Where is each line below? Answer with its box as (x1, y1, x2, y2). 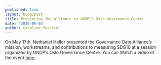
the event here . (5, 55, 36, 61)
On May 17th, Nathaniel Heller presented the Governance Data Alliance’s (5, 39, 152, 45)
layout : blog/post (5, 12, 43, 17)
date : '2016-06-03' (5, 21, 45, 26)
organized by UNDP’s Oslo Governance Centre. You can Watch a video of (5, 50, 155, 56)
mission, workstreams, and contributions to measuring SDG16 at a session (5, 44, 157, 50)
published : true (5, 7, 39, 12)
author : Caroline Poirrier (5, 26, 61, 31)
